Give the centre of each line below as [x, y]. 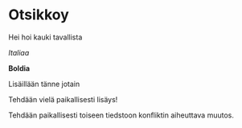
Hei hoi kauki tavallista [45, 37]
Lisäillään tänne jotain [44, 84]
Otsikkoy [39, 15]
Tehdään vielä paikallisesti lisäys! [63, 99]
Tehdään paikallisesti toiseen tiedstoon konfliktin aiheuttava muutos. [121, 115]
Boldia [19, 68]
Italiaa [19, 52]
